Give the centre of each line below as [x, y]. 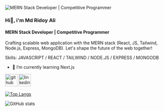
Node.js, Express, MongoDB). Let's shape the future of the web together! [79, 48]
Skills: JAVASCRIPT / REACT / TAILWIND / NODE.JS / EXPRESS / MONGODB [82, 58]
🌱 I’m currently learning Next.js [43, 67]
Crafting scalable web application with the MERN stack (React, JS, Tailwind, [82, 43]
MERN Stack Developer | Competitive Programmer [57, 32]
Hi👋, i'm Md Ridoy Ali [30, 20]
